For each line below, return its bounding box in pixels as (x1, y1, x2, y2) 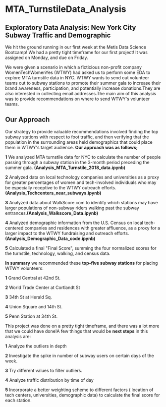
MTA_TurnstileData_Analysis (5, 3, 126, 15)
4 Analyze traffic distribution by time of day (5, 377, 94, 383)
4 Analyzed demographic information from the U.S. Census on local (5, 220, 144, 226)
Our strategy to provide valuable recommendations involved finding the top (5, 128, 159, 134)
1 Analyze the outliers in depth (5, 343, 67, 349)
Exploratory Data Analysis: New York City (5, 23, 136, 32)
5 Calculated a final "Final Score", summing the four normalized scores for (5, 245, 157, 251)
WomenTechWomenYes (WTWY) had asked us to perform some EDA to (5, 69, 151, 75)
